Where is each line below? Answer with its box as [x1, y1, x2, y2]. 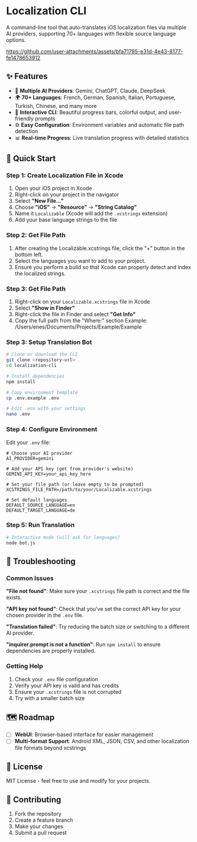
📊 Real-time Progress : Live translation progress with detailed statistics [14, 134, 189, 141]
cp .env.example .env [6, 395, 60, 401]
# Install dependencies [6, 373, 65, 379]
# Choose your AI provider [6, 450, 73, 456]
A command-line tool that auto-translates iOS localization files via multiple [6, 24, 187, 31]
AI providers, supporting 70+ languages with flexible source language [6, 30, 176, 37]
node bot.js [6, 540, 35, 546]
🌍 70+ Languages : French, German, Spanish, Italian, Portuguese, [14, 94, 176, 101]
